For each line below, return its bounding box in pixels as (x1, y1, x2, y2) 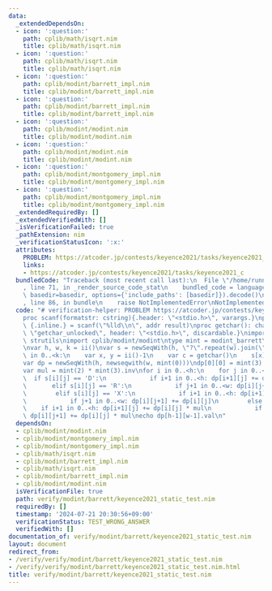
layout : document (8, 541, 67, 549)
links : (23, 261, 45, 269)
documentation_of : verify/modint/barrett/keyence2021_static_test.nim (8, 533, 252, 541)
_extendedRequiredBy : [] (15, 208, 100, 216)
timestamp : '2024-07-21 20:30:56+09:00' (15, 510, 154, 518)
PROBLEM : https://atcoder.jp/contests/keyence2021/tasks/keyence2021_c (23, 253, 270, 261)
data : (8, 11, 27, 20)
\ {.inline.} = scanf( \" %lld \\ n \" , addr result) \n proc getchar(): (23, 321, 252, 330)
